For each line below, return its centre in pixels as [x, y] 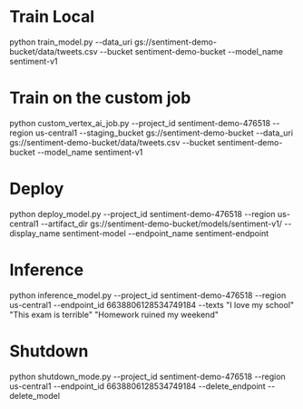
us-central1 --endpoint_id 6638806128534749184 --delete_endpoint [137, 386]
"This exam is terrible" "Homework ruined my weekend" [114, 314]
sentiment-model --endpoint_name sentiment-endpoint [166, 233]
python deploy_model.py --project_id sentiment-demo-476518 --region [142, 214]
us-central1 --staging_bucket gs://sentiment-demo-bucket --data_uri [164, 133]
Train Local [52, 17]
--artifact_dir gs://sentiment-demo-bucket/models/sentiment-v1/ [161, 224]
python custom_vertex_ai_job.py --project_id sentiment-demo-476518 [140, 123]
